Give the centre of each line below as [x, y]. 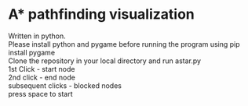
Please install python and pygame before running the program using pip [124, 44]
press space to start [40, 94]
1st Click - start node [42, 69]
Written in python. [37, 36]
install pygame [32, 52]
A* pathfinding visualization [101, 14]
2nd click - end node [42, 77]
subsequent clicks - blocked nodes [65, 85]
